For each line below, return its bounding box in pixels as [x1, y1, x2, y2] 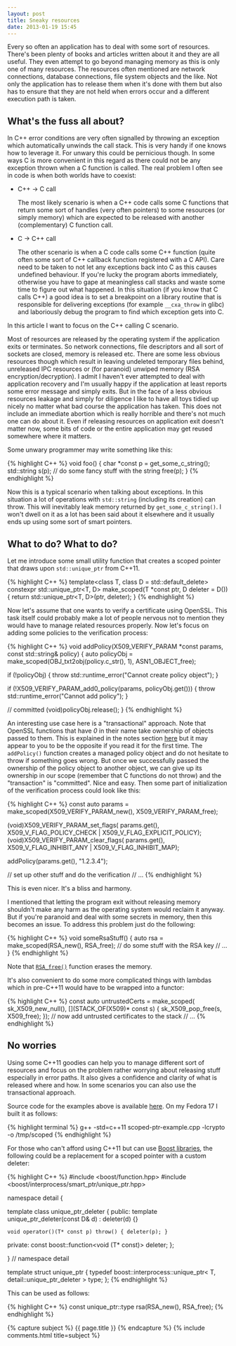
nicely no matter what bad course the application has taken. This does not [7, 402, 222, 411]
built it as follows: [7, 1109, 58, 1118]
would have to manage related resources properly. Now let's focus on [7, 621, 209, 629]
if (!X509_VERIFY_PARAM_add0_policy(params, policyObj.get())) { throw [7, 684, 216, 693]
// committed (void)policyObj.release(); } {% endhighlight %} [7, 705, 183, 714]
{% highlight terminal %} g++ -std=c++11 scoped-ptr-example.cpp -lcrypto [7, 1123, 225, 1131]
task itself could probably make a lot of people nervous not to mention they [7, 614, 225, 622]
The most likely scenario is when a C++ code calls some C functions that [17, 198, 229, 207]
